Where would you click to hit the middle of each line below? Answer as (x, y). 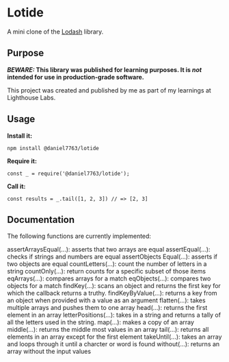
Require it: (22, 161)
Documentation (41, 220)
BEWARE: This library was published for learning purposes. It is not (105, 69)
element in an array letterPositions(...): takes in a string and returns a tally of (114, 315)
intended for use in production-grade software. (76, 77)
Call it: (16, 186)
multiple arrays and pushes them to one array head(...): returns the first (107, 308)
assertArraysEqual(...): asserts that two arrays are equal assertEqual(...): (109, 250)
